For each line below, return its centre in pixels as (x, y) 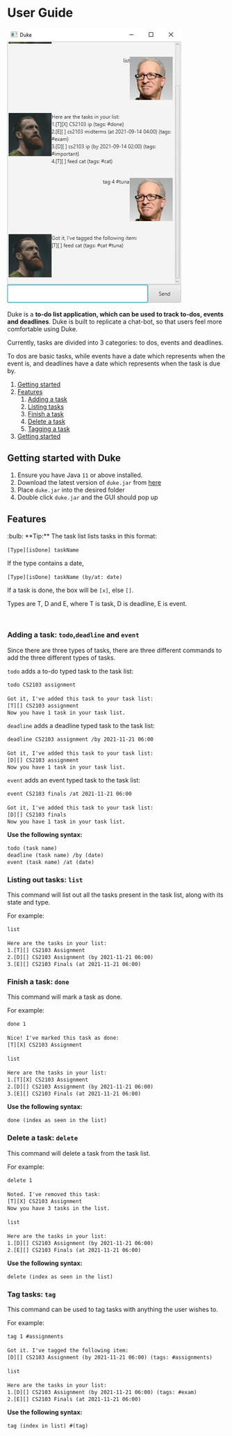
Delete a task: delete (43, 1138)
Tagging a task (49, 429)
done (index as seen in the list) (57, 1121)
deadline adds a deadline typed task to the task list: (81, 725)
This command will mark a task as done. (65, 997)
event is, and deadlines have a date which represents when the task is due (114, 363)
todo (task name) (32, 848)
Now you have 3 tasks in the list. (59, 1208)
